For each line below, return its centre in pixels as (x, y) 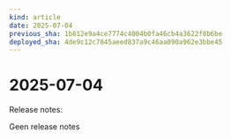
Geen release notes (45, 127)
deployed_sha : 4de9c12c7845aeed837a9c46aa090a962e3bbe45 (116, 42)
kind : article (35, 17)
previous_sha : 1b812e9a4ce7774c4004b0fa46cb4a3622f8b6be (116, 33)
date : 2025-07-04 (41, 26)
